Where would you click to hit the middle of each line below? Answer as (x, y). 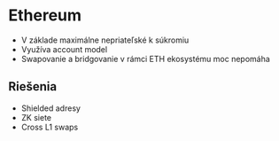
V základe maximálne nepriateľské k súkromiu (105, 40)
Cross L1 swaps (50, 127)
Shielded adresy (51, 108)
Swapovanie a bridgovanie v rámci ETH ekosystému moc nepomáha (146, 59)
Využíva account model (64, 49)
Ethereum (45, 16)
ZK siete (36, 117)
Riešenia (33, 86)
